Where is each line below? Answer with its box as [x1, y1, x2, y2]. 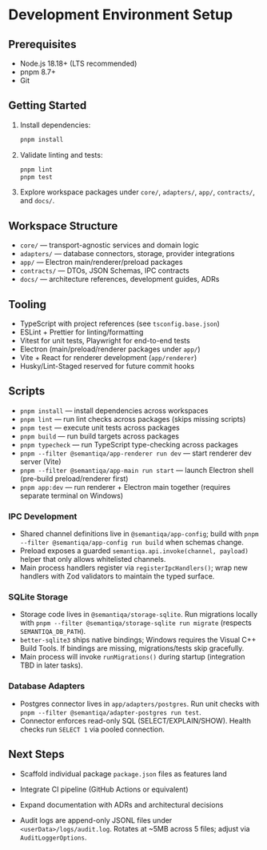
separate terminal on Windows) [19, 491, 124, 500]
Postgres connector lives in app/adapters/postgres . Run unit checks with [19, 699, 260, 708]
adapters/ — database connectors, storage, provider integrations [19, 249, 235, 259]
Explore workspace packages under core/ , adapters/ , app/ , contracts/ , [19, 187, 256, 197]
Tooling [8, 298, 46, 311]
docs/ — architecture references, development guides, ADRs [19, 275, 220, 284]
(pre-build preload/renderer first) [19, 474, 129, 483]
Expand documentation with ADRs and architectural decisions [19, 800, 224, 809]
